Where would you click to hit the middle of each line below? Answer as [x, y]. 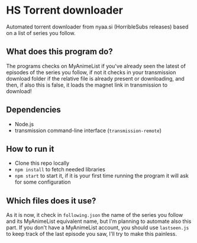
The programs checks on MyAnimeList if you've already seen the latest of [96, 66]
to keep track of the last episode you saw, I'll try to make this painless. [92, 234]
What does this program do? [60, 52]
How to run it [30, 149]
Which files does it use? [51, 201]
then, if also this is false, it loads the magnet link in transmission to [87, 85]
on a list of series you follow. [41, 33]
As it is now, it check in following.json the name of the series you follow [95, 215]
